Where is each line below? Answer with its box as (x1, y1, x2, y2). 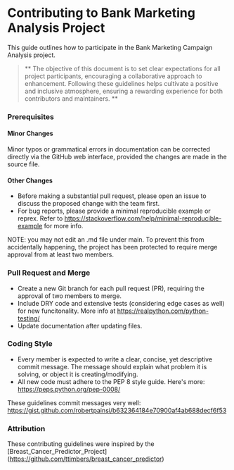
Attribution (7, 423, 46, 433)
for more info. (44, 222, 84, 230)
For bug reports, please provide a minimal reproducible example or (17, 206, 211, 216)
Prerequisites (7, 111, 54, 121)
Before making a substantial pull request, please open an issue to (17, 192, 207, 200)
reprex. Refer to (17, 214, 63, 223)
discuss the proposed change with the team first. (17, 199, 160, 208)
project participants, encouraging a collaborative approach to (24, 72, 202, 80)
